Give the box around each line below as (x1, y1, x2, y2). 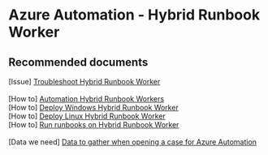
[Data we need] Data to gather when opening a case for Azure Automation (8, 137, 257, 147)
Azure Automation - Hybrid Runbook (8, 6, 261, 24)
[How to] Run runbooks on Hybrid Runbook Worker (8, 120, 179, 129)
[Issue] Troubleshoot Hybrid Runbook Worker (8, 77, 161, 86)
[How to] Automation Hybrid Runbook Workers (8, 94, 165, 103)
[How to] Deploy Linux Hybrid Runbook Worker (8, 111, 166, 121)
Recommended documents (8, 55, 149, 69)
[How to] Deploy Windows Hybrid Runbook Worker (8, 103, 179, 112)
